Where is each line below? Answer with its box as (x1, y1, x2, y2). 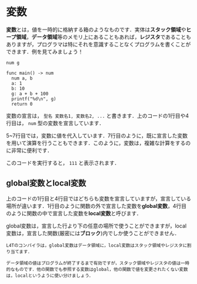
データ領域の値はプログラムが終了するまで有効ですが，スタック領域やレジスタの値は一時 (6, 260, 190, 266)
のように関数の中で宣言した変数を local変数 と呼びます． (6, 210, 142, 217)
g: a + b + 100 (11, 91, 49, 97)
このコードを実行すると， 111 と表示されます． (6, 159, 120, 166)
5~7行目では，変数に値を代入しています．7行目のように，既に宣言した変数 (6, 132, 188, 139)
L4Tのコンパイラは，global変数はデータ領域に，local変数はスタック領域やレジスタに (6, 242, 188, 248)
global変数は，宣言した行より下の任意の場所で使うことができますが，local (6, 222, 187, 229)
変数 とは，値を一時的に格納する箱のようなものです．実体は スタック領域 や (6, 26, 186, 33)
